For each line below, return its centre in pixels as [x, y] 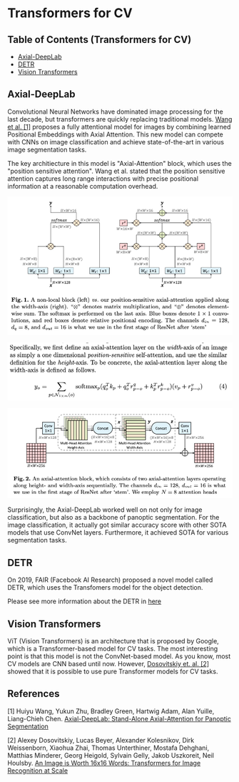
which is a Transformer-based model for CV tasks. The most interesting [113, 649]
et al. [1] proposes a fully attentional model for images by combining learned [119, 127]
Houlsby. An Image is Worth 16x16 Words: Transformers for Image [104, 763]
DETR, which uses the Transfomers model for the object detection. [105, 588]
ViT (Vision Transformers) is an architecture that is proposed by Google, [113, 641]
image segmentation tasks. [47, 149]
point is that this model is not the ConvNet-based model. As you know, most [119, 656]
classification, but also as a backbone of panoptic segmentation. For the [113, 518]
